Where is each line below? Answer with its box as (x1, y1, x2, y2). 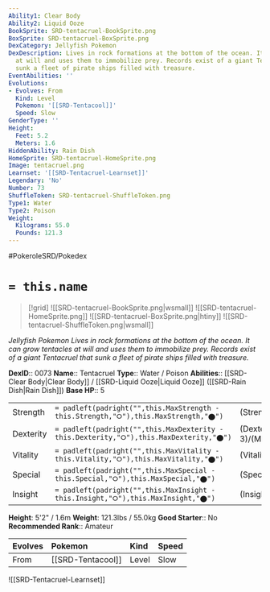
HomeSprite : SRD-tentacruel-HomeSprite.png (8, 154, 157, 162)
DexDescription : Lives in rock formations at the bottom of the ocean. (8, 49, 253, 57)
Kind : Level (15, 94, 56, 102)
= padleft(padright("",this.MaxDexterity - (55, 424, 224, 434)
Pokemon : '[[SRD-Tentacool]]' (15, 101, 117, 110)
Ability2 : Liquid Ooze (8, 19, 84, 27)
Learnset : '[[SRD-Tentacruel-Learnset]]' (8, 169, 149, 177)
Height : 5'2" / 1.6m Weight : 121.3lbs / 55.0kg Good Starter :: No (8, 512, 219, 522)
